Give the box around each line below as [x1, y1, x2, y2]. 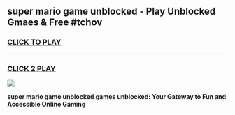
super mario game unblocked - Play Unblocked [7, 6, 216, 17]
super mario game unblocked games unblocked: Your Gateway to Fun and [7, 92, 227, 100]
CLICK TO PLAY [7, 38, 62, 47]
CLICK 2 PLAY [7, 63, 56, 73]
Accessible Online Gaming [7, 100, 86, 108]
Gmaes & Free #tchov [7, 17, 103, 29]
